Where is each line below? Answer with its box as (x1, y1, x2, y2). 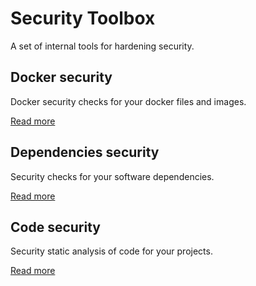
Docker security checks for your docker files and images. (10, 95, 247, 107)
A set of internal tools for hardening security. (10, 40, 195, 52)
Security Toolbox (10, 7, 156, 30)
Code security (10, 218, 101, 236)
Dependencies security (10, 144, 160, 161)
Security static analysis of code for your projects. (10, 245, 213, 257)
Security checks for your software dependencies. (10, 170, 215, 182)
